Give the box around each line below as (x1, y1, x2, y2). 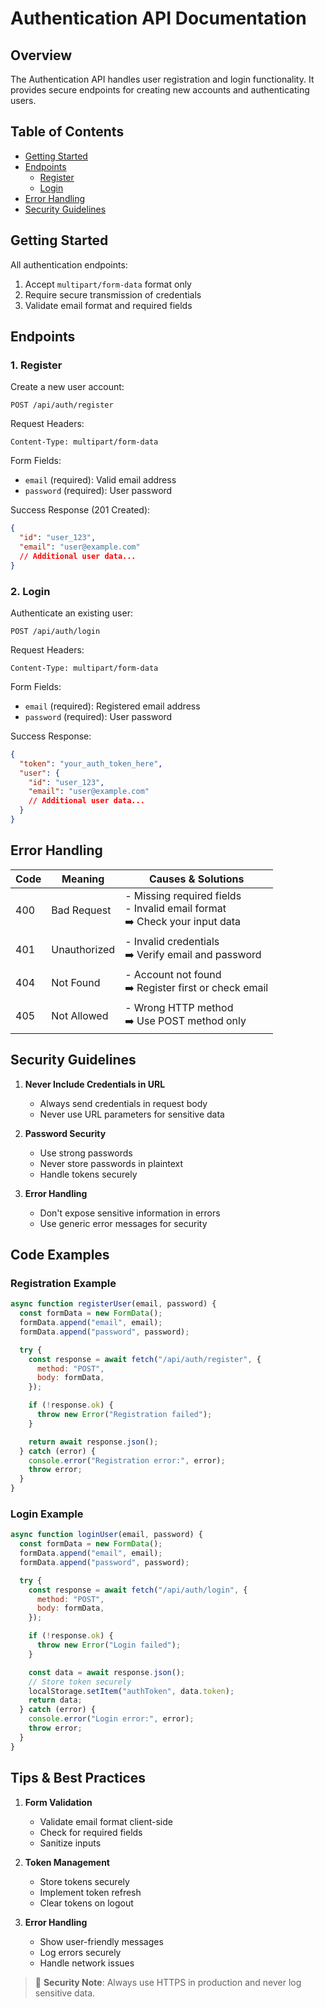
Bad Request (51, 903, 112, 917)
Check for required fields (39, 1826, 143, 1838)
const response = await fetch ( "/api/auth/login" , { (28, 1585, 248, 1595)
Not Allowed (51, 1009, 109, 1023)
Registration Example (10, 1276, 117, 1290)
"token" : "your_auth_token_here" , (19, 758, 163, 769)
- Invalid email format (124, 901, 227, 915)
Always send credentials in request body (39, 1097, 208, 1109)
